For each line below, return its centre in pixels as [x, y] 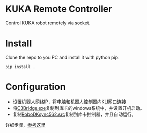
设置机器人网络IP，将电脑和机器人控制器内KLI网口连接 [69, 102]
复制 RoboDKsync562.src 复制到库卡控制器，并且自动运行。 [74, 114]
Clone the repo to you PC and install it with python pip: [62, 57]
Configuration [36, 87]
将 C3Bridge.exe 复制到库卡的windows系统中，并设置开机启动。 [79, 108]
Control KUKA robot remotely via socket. [48, 23]
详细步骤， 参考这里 [25, 125]
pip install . [20, 66]
